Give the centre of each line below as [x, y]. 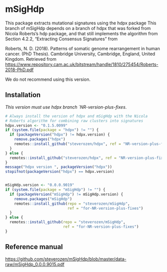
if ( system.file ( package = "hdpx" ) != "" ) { [52, 130]
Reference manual [34, 247]
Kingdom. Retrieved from [31, 59]
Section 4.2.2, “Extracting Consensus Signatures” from [61, 39]
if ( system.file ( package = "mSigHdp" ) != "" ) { [55, 190]
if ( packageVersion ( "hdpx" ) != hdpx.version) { [60, 135]
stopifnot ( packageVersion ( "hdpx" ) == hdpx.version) [60, 172]
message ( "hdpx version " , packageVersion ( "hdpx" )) [59, 167]
